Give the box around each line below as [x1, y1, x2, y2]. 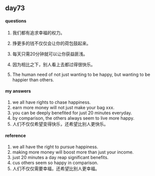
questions [5, 17, 26, 24]
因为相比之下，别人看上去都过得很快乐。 [12, 61, 95, 67]
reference [5, 133, 26, 139]
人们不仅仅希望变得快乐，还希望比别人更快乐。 [12, 121, 108, 127]
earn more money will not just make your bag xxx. [12, 104, 115, 110]
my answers [5, 88, 31, 94]
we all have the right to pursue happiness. [12, 144, 98, 150]
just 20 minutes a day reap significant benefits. [12, 155, 109, 160]
